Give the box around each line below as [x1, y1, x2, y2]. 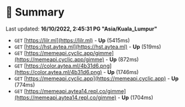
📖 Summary [5, 5, 65, 19]
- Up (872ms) [105, 56, 139, 63]
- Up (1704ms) [117, 94, 154, 101]
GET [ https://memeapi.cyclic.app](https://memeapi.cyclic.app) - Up [14, 75, 179, 82]
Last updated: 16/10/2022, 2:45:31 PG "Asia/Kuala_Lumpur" [5, 25, 157, 32]
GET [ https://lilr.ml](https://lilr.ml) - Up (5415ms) [14, 36, 130, 44]
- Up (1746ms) [103, 68, 139, 75]
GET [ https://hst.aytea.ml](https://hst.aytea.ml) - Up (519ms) [14, 43, 162, 50]
